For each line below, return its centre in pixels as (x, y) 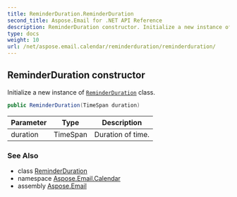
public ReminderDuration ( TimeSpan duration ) (74, 105)
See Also (23, 155)
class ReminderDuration (53, 171)
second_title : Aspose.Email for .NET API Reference (85, 20)
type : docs (23, 34)
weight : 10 (23, 40)
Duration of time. (122, 134)
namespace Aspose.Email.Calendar (69, 178)
